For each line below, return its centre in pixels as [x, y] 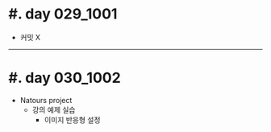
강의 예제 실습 [54, 109]
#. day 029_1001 [63, 14]
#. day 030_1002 [65, 78]
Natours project [46, 100]
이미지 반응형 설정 [72, 120]
